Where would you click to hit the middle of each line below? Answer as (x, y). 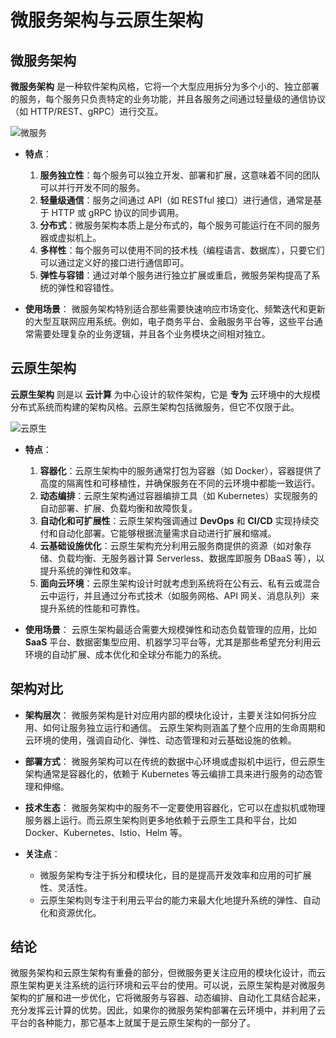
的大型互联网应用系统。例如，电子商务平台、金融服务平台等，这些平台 (169, 321)
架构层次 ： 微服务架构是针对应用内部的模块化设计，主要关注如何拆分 (166, 715)
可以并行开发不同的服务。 (92, 187)
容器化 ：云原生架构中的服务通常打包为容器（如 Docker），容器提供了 (180, 470)
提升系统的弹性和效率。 (88, 570)
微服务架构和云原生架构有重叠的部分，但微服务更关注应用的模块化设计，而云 (168, 973)
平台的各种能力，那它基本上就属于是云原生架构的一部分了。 (133, 1023)
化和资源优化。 (70, 912)
